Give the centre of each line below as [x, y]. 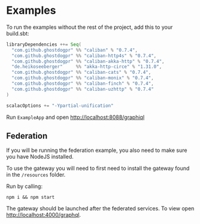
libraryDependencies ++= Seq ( [44, 44]
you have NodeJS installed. [40, 157]
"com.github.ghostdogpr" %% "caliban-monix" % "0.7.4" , [83, 78]
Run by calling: [25, 186]
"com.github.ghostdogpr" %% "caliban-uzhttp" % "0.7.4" [83, 89]
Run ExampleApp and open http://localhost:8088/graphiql [75, 117]
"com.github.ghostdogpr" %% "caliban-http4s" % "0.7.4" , [84, 56]
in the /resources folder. [36, 175]
